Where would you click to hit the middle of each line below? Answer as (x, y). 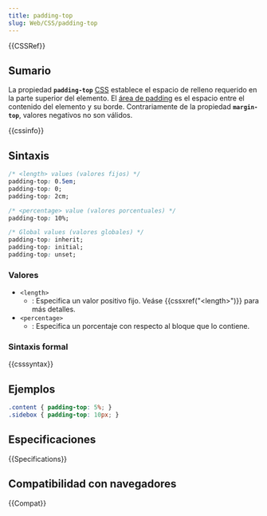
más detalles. (53, 309)
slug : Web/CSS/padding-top (53, 23)
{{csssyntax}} (31, 364)
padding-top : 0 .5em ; (43, 182)
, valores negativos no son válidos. (76, 115)
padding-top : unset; (43, 255)
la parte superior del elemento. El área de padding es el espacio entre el (126, 98)
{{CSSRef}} (27, 45)
